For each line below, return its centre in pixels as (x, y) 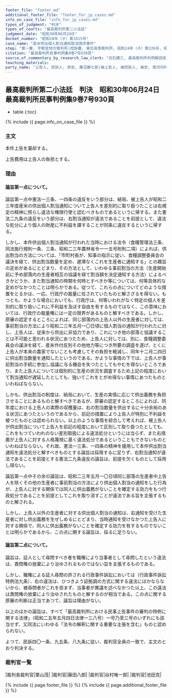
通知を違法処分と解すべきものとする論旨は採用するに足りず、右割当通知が (83, 452)
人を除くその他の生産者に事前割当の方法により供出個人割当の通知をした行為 (86, 483)
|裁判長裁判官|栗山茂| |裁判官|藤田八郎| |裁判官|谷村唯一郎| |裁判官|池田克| (83, 674)
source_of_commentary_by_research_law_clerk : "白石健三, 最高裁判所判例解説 (84, 58)
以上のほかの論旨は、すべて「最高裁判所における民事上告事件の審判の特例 (84, 611)
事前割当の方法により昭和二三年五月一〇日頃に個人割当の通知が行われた (81, 326)
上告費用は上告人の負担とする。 (39, 159)
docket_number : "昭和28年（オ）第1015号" (47, 39)
